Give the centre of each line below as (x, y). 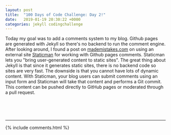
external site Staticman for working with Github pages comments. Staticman (85, 55)
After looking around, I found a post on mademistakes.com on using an (80, 49)
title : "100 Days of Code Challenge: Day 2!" (55, 15)
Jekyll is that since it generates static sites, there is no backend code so (81, 65)
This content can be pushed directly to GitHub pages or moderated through (84, 87)
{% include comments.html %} (37, 128)
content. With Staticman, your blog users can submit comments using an (81, 76)
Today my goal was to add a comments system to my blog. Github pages (82, 39)
